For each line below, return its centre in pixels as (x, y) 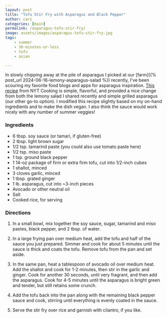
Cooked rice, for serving (37, 199)
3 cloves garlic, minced (36, 173)
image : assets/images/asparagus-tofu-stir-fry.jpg (59, 33)
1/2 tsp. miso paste (32, 152)
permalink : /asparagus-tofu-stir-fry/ (45, 28)
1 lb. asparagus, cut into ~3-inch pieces (53, 183)
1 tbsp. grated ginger (34, 178)
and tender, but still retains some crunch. (54, 285)
